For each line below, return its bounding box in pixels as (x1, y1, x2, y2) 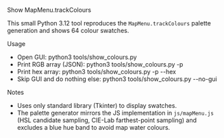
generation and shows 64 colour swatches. (7, 27, 129, 34)
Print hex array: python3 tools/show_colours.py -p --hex (16, 68, 177, 76)
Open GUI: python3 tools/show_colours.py (16, 53, 137, 61)
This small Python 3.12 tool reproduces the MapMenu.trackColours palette (7, 19, 211, 27)
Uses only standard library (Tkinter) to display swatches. (16, 102, 177, 109)
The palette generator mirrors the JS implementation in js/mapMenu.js (16, 109, 214, 117)
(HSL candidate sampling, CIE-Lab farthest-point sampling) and (16, 116, 197, 124)
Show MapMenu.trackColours (7, 6, 92, 14)
